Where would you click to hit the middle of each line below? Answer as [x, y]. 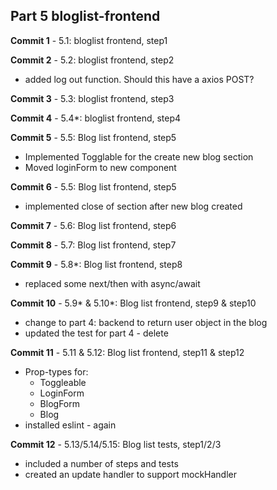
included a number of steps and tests [101, 463]
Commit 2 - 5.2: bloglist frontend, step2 [92, 60]
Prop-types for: [56, 371]
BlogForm [59, 403]
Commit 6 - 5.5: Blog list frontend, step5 [93, 186]
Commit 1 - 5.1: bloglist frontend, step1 [89, 40]
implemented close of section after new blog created [133, 206]
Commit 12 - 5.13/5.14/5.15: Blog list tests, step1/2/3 [116, 444]
